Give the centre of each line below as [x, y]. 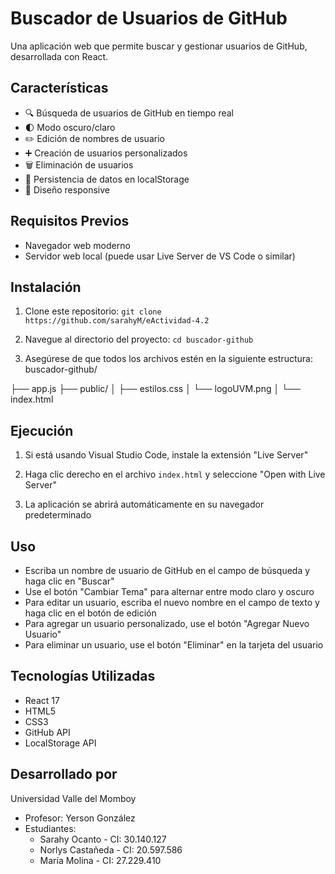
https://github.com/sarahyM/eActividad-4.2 [117, 321]
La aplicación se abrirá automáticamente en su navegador [144, 504]
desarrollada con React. [59, 56]
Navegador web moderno [77, 245]
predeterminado [58, 515]
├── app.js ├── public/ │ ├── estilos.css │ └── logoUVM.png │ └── [155, 389]
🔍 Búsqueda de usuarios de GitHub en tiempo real [129, 113]
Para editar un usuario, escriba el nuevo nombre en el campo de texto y [172, 602]
